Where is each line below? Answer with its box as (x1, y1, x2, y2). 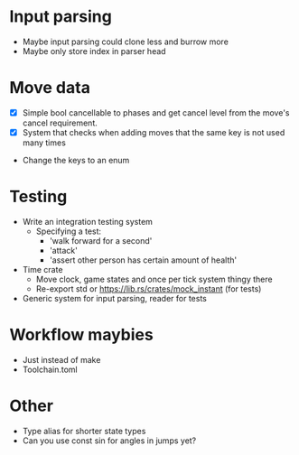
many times (22, 137, 66, 148)
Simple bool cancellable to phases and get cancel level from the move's (22, 107, 290, 118)
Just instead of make (22, 354, 101, 365)
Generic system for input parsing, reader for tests (22, 292, 208, 303)
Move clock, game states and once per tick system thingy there (35, 274, 273, 284)
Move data (9, 78, 90, 98)
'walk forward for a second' (49, 235, 153, 246)
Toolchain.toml (22, 364, 79, 375)
